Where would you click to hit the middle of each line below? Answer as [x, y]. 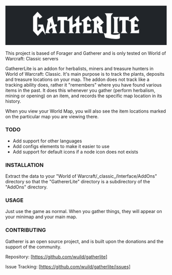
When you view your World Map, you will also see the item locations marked [86, 111]
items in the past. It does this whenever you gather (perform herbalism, [80, 90]
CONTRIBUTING [26, 230]
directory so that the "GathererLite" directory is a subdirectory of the [78, 182]
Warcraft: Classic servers [32, 58]
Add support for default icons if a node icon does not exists [75, 152]
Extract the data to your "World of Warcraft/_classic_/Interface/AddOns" [81, 176]
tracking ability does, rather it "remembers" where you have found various [84, 84]
